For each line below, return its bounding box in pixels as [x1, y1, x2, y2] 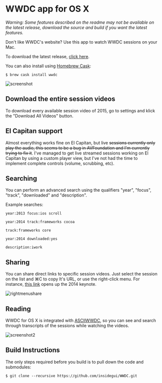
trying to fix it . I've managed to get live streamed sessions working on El [5, 150, 148, 156]
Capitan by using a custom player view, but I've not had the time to [5, 155, 138, 161]
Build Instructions [5, 346, 60, 354]
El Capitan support [5, 127, 63, 135]
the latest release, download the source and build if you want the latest [5, 24, 148, 30]
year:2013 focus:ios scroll [5, 211, 62, 216]
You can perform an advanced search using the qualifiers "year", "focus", [5, 187, 151, 193]
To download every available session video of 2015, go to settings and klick [5, 107, 155, 113]
